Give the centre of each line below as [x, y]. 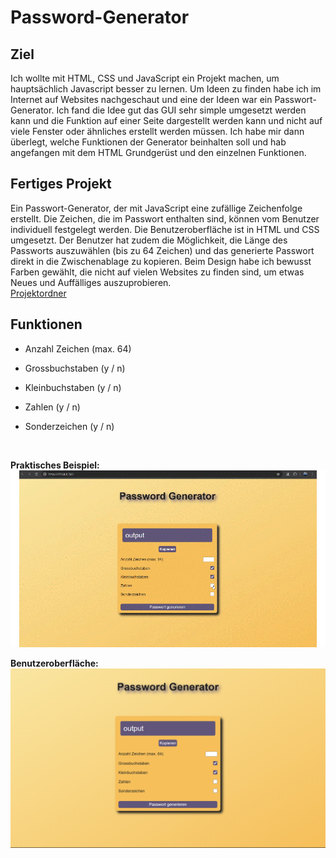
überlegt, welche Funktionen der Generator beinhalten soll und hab [148, 142]
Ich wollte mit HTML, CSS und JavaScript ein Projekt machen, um [145, 78]
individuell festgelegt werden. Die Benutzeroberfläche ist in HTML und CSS [165, 229]
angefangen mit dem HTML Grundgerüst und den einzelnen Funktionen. [158, 152]
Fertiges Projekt [61, 184]
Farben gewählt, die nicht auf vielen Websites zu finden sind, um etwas [157, 272]
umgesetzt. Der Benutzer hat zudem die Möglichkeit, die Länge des [149, 240]
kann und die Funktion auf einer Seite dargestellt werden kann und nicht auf [166, 120]
